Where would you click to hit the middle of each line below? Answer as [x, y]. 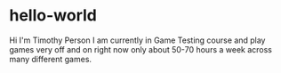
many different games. [50, 59]
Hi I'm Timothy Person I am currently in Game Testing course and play [137, 40]
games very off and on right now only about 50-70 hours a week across [141, 49]
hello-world [53, 16]
